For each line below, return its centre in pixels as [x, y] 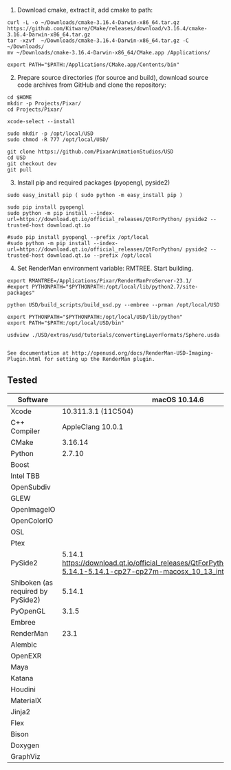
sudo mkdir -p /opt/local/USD [51, 134]
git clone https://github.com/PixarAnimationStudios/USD [90, 152]
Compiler [25, 431]
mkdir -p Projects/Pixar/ [44, 103]
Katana [22, 678]
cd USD [16, 158]
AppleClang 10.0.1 [92, 426]
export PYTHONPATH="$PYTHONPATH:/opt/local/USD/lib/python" [95, 317]
